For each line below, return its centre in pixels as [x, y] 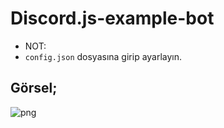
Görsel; [34, 88]
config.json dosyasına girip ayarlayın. [103, 56]
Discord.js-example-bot [112, 18]
